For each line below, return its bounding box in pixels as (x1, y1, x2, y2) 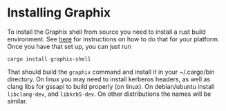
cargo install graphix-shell (7, 55, 91, 63)
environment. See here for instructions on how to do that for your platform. (7, 34, 220, 43)
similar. (7, 97, 28, 105)
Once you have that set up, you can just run (7, 42, 131, 50)
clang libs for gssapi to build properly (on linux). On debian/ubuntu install (7, 82, 215, 90)
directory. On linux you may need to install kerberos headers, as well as (7, 74, 211, 83)
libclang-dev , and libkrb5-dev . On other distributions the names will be (7, 90, 211, 98)
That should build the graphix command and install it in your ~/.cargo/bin (7, 68, 215, 76)
